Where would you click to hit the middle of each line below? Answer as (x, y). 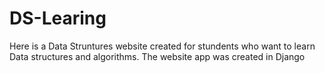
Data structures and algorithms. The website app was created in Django (157, 56)
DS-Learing (58, 18)
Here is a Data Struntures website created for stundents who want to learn (162, 46)
